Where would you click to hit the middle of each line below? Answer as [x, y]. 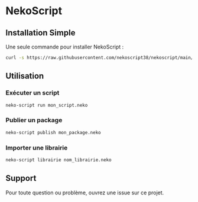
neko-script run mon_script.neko [47, 105]
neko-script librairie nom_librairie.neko [59, 160]
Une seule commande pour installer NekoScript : [65, 47]
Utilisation [25, 76]
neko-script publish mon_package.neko [53, 132]
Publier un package [34, 120]
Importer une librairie [37, 148]
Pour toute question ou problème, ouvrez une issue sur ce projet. [85, 193]
